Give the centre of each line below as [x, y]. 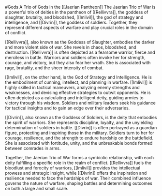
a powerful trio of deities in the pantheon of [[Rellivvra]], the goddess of [77, 12]
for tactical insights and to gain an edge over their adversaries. [67, 108]
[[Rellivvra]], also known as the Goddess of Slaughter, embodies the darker [80, 42]
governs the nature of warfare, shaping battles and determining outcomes [79, 183]
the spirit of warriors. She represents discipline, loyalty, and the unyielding [79, 122]
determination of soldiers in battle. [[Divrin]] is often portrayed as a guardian [81, 128]
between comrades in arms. [33, 148]
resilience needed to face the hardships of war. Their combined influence [78, 178]
